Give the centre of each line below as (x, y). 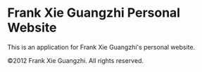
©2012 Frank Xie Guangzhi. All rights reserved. (76, 60)
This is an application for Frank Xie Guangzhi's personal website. (101, 47)
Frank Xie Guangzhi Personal (94, 13)
